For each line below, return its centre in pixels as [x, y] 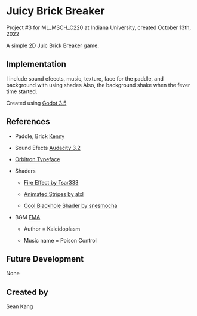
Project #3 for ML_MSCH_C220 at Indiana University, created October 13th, [99, 27]
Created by [27, 292]
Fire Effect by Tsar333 [51, 182]
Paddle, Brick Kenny [40, 136]
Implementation [36, 64]
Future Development [45, 259]
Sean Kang [20, 306]
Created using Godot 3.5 [36, 103]
